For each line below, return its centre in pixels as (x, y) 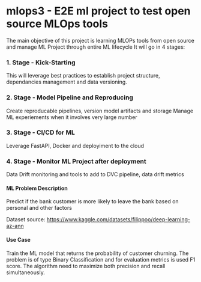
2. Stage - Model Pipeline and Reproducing (70, 97)
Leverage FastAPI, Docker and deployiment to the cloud (75, 146)
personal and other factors (39, 208)
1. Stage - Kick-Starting (41, 63)
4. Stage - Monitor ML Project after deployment (76, 161)
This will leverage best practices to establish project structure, (83, 76)
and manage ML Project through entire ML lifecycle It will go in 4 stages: (96, 47)
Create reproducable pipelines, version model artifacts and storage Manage (100, 111)
